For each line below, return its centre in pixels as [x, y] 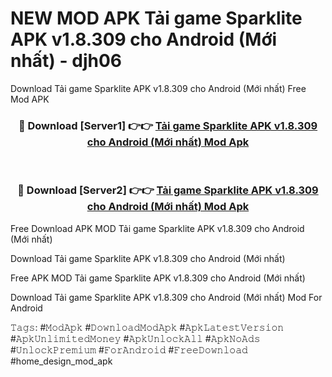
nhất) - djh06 [66, 61]
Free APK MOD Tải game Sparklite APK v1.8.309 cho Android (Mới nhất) [158, 278]
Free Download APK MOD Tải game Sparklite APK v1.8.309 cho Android [157, 228]
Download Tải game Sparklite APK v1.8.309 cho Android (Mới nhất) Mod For [166, 297]
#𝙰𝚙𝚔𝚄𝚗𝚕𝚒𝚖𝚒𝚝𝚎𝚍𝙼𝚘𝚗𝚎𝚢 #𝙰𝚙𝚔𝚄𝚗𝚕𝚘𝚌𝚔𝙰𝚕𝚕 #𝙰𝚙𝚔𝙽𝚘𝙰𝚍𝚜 [135, 338]
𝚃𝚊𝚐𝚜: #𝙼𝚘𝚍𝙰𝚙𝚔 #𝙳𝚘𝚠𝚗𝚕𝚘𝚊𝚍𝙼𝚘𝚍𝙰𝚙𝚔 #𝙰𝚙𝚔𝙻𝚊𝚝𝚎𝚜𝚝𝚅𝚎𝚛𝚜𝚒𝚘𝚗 [147, 327]
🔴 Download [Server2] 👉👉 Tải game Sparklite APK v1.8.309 [168, 190]
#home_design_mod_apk [61, 361]
